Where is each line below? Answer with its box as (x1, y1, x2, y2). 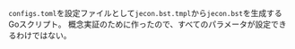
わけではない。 (15, 30, 72, 40)
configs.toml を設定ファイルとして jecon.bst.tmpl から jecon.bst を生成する (8, 8, 283, 18)
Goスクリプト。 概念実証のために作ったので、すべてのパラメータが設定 (8, 19, 271, 29)
